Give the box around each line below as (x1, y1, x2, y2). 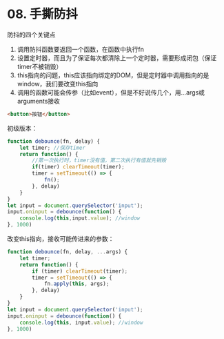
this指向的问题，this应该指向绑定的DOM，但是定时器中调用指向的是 (17, 70, 210, 79)
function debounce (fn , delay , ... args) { (7, 249, 128, 255)
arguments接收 (17, 97, 61, 105)
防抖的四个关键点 (7, 30, 56, 39)
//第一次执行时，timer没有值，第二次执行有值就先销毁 (32, 157, 167, 164)
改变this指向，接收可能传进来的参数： (7, 235, 114, 243)
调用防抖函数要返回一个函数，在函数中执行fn (17, 45, 145, 53)
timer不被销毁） (17, 62, 63, 70)
